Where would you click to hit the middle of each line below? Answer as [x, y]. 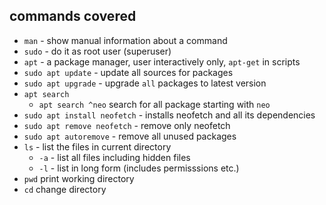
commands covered [73, 16]
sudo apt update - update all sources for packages [128, 72]
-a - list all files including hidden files [114, 157]
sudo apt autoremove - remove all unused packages [130, 136]
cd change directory [65, 189]
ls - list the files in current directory [97, 146]
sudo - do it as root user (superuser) [97, 51]
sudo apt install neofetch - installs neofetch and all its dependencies [169, 115]
